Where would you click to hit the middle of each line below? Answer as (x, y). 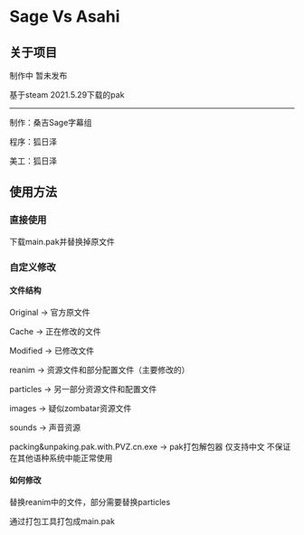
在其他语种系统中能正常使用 (61, 457)
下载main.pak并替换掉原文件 (62, 241)
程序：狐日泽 (33, 141)
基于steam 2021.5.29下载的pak (67, 95)
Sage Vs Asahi (65, 17)
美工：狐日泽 (33, 161)
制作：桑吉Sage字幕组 (51, 122)
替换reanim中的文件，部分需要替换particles (90, 502)
